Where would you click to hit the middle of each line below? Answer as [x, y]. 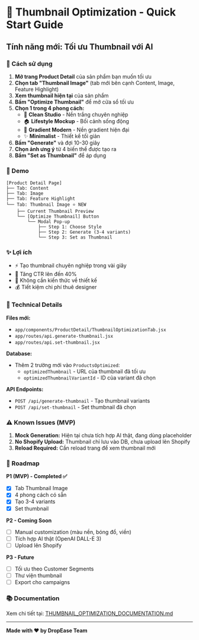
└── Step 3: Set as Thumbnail [75, 237]
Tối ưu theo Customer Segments [54, 569]
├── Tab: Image [25, 194]
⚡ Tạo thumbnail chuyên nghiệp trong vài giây [70, 266]
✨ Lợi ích [19, 252]
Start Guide [35, 25]
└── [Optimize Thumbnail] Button [58, 217]
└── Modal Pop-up [49, 222]
